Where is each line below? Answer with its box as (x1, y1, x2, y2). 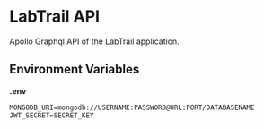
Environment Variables (9, 62, 140, 77)
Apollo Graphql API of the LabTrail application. (9, 36, 180, 47)
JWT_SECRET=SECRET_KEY (9, 110, 94, 120)
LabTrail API (9, 6, 101, 27)
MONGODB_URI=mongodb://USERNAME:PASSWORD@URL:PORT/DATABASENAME (9, 103, 255, 112)
